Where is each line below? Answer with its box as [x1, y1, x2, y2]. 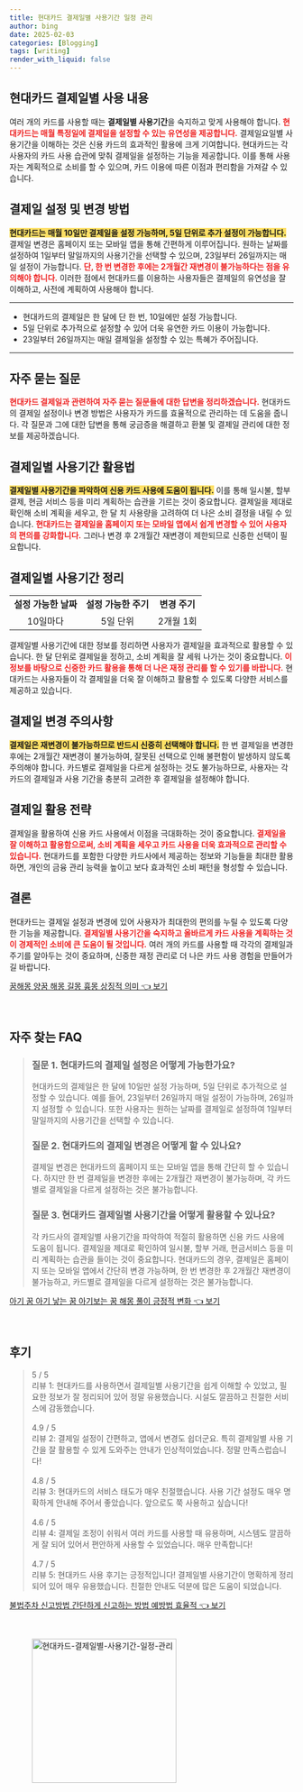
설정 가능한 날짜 [14, 599, 78, 611]
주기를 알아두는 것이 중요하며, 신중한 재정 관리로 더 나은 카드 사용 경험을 [9, 950, 262, 961]
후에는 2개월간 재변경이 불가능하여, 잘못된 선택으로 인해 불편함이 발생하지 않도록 [9, 750, 291, 762]
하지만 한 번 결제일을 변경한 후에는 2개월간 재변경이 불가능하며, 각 [43, 1173, 275, 1184]
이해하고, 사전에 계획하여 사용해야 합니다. [9, 283, 154, 294]
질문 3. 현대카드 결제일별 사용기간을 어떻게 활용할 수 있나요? [31, 1209, 276, 1221]
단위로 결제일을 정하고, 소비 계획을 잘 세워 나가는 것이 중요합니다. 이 [54, 651, 293, 663]
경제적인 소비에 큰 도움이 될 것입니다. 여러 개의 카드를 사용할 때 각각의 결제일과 [18, 938, 293, 949]
